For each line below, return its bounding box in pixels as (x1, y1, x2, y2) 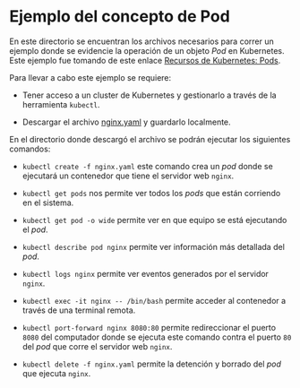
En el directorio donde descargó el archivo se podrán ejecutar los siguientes (9, 134, 291, 144)
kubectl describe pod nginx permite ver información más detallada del (21, 241, 285, 252)
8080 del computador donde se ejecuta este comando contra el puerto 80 (21, 332, 292, 342)
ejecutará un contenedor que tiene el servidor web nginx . (21, 170, 235, 181)
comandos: (9, 143, 51, 154)
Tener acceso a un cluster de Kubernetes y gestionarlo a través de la (21, 90, 277, 100)
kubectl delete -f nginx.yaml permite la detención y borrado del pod (21, 358, 282, 369)
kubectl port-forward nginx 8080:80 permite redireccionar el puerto (21, 322, 276, 332)
